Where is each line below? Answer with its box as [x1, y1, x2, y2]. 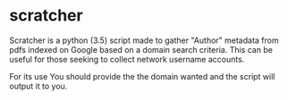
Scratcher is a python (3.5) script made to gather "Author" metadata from [9, 35, 279, 46]
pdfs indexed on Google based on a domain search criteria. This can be [9, 44, 273, 54]
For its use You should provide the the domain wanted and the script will [9, 71, 275, 81]
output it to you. [9, 80, 68, 91]
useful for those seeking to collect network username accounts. [9, 54, 245, 64]
